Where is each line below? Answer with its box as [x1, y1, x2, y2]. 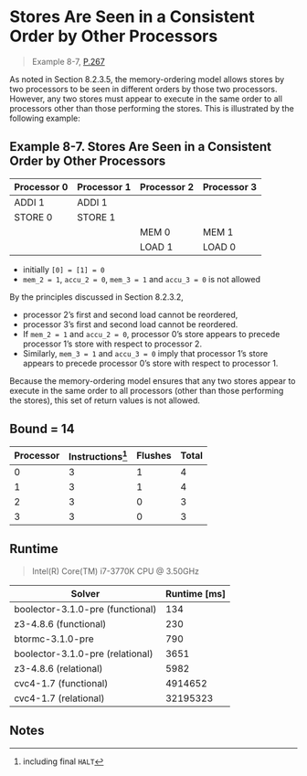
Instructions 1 [68, 448, 128, 462]
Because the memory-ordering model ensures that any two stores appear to [9, 375, 296, 386]
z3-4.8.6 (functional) [14, 617, 107, 630]
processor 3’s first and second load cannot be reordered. [22, 318, 238, 330]
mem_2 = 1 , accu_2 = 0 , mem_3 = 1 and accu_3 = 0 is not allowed [22, 273, 260, 284]
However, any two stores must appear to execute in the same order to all [9, 93, 283, 104]
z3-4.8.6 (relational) [14, 662, 103, 675]
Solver [70, 587, 101, 600]
